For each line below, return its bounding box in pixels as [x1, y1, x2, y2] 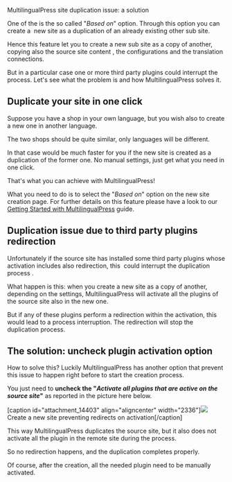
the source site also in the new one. [7, 297, 109, 305]
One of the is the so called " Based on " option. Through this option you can [7, 19, 220, 27]
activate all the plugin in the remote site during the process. [7, 434, 177, 442]
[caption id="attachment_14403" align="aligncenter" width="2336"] [7, 406, 201, 415]
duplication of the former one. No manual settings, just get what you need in [7, 155, 225, 164]
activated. [7, 468, 36, 477]
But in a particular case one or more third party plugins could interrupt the [7, 69, 218, 76]
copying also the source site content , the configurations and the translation [7, 48, 224, 55]
